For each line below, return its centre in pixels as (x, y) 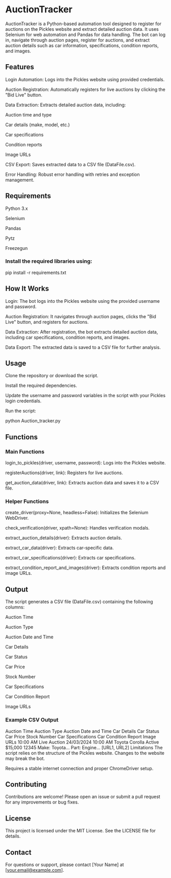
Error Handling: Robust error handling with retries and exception (72, 174)
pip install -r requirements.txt (36, 272)
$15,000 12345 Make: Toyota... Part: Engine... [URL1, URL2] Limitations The (84, 747)
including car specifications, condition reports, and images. (68, 337)
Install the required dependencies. (41, 385)
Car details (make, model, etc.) (38, 125)
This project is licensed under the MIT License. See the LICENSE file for (81, 831)
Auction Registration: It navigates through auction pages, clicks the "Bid (81, 316)
